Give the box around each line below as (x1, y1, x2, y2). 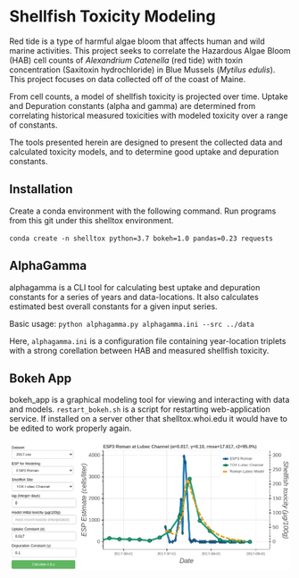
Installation (9, 181, 73, 197)
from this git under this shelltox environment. (9, 214, 174, 225)
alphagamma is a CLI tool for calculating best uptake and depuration (9, 281, 261, 292)
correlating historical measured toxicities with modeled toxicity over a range (9, 110, 288, 121)
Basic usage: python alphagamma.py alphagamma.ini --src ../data (9, 318, 254, 329)
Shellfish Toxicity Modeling (9, 6, 216, 27)
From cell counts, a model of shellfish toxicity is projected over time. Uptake (9, 91, 288, 102)
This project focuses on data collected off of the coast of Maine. (9, 73, 246, 84)
